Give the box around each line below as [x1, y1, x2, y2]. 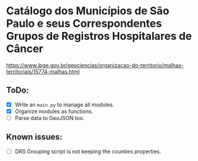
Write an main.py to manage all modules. [14, 101, 115, 108]
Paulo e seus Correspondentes [6, 17, 162, 30]
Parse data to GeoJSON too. [14, 114, 85, 121]
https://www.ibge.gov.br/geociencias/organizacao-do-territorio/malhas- [6, 61, 184, 69]
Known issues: [6, 132, 63, 142]
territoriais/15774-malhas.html [6, 68, 80, 75]
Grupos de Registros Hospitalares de [6, 30, 192, 43]
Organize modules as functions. [14, 108, 94, 115]
